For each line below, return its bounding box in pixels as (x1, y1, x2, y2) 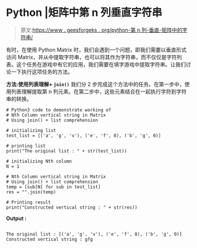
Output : (6, 215, 27, 222)
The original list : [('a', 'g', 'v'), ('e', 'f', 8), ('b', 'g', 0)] (6, 231, 182, 237)
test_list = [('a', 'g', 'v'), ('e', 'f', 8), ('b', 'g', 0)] (6, 133, 161, 138)
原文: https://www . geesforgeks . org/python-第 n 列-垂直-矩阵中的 (20, 26, 183, 33)
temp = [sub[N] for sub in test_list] (6, 184, 101, 190)
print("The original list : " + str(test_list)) (6, 148, 127, 154)
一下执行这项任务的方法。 (11, 68, 73, 75)
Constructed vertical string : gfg (6, 236, 93, 242)
